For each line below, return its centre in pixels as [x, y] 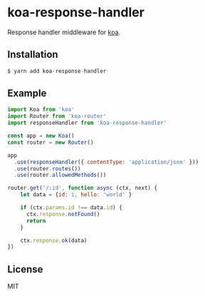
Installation [33, 55]
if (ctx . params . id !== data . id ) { [71, 208]
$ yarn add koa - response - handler [57, 71]
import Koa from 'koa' [41, 110]
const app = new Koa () [41, 136]
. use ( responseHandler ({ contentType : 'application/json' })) [106, 162]
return [36, 221]
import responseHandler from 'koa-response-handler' [87, 123]
